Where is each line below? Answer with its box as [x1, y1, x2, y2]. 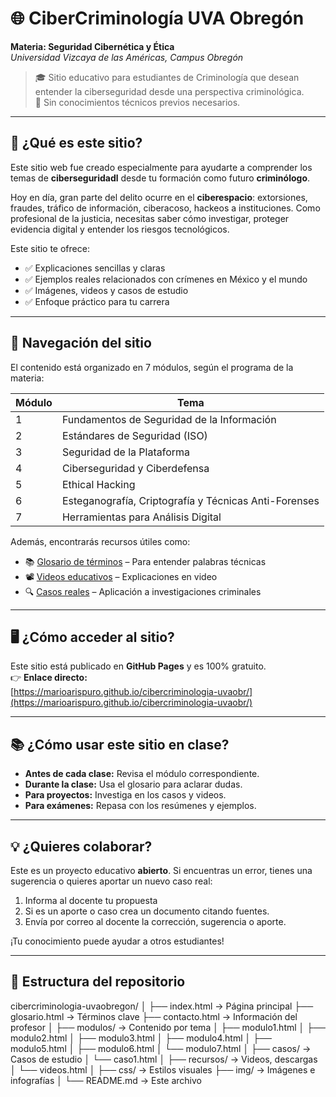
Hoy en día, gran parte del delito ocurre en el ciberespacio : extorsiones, [10, 191, 308, 203]
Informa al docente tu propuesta [24, 895, 158, 906]
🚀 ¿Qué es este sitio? [10, 135, 143, 152]
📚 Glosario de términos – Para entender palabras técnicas [24, 555, 267, 567]
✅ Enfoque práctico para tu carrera [24, 295, 170, 307]
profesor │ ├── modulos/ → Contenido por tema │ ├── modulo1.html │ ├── [10, 1021, 327, 1033]
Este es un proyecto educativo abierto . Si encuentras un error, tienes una [10, 865, 313, 876]
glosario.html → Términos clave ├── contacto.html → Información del [10, 1010, 298, 1022]
